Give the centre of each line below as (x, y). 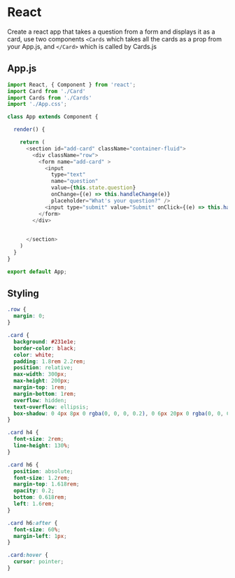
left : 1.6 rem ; (34, 504)
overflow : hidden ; (41, 400)
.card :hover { (28, 555)
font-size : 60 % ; (37, 530)
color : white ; (34, 355)
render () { (29, 130)
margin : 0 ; (29, 316)
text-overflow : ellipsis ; (51, 407)
